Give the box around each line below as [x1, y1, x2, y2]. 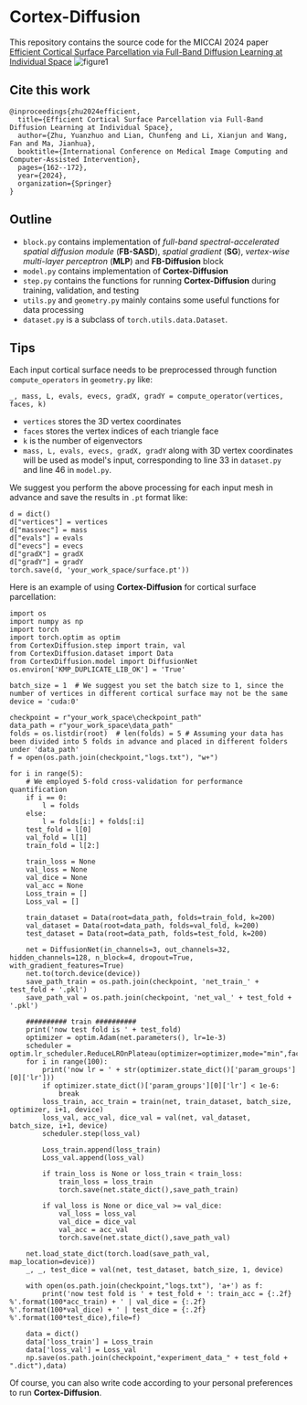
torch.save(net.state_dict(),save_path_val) [58, 1233, 231, 1243]
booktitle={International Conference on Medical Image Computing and [17, 146, 288, 156]
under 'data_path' [9, 745, 79, 755]
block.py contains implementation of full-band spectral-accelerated [22, 236, 280, 247]
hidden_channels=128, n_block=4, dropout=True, [9, 953, 195, 962]
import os [9, 609, 48, 618]
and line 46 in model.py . [22, 465, 112, 476]
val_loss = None [26, 865, 89, 874]
